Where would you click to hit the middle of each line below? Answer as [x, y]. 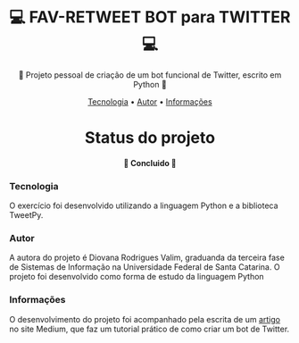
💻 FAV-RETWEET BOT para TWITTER [150, 17]
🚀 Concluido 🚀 [150, 163]
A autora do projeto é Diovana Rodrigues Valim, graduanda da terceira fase [147, 258]
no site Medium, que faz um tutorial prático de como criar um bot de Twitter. [149, 329]
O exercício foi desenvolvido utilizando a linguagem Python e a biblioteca [144, 205]
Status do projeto [150, 138]
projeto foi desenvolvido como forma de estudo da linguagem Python [137, 277]
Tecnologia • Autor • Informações [150, 101]
